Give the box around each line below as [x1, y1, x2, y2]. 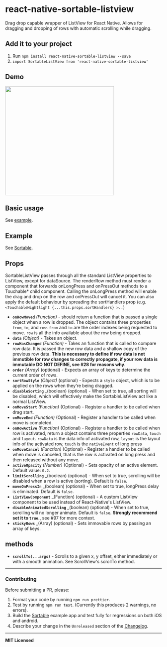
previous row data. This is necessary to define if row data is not [12, 351, 145, 357]
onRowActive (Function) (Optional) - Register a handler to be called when [12, 425, 161, 431]
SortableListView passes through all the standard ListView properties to [5, 272, 152, 278]
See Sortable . [5, 245, 33, 251]
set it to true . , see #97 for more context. [12, 515, 95, 521]
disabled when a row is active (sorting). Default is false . [12, 478, 128, 484]
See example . [5, 217, 33, 223]
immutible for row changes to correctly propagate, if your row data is [12, 356, 158, 362]
